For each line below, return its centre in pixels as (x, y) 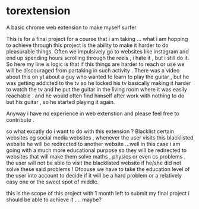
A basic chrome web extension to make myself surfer (71, 27)
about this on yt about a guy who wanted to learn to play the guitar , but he (98, 77)
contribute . (20, 119)
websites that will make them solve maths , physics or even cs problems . (96, 156)
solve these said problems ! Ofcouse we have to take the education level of (98, 169)
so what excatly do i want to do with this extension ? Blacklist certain (90, 131)
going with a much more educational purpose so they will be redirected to (97, 150)
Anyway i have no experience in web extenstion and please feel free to (93, 113)
